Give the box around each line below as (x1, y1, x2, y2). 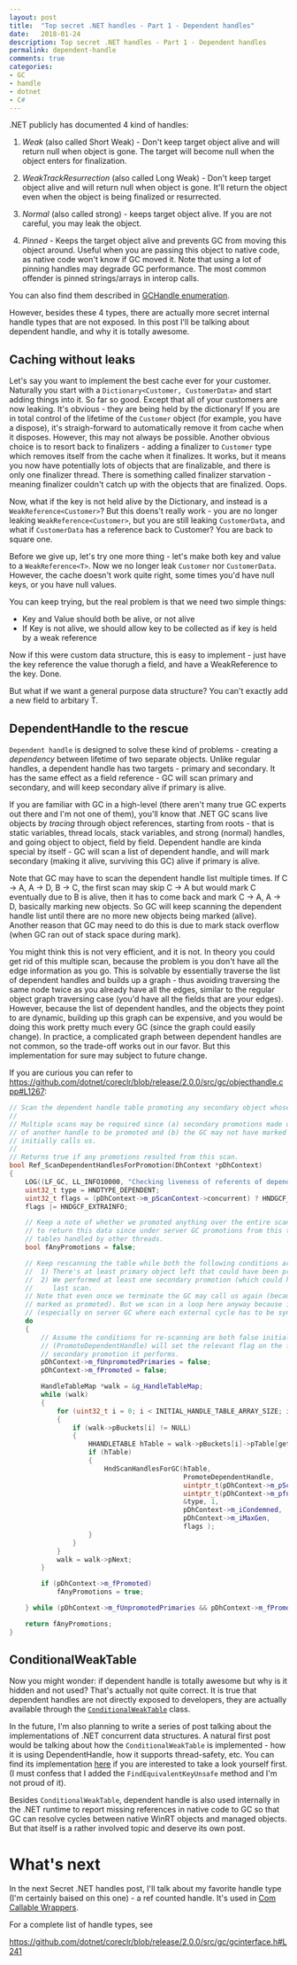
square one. (9, 534, 53, 545)
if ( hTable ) (88, 1448, 133, 1457)
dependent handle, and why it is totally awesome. (9, 326, 190, 337)
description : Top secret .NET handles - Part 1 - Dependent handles (9, 37, 267, 47)
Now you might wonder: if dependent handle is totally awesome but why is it (9, 1676, 287, 1687)
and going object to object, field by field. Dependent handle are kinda (9, 837, 263, 847)
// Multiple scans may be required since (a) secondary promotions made (9, 1119, 283, 1128)
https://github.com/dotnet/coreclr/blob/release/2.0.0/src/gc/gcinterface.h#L (9, 1937, 287, 1947)
